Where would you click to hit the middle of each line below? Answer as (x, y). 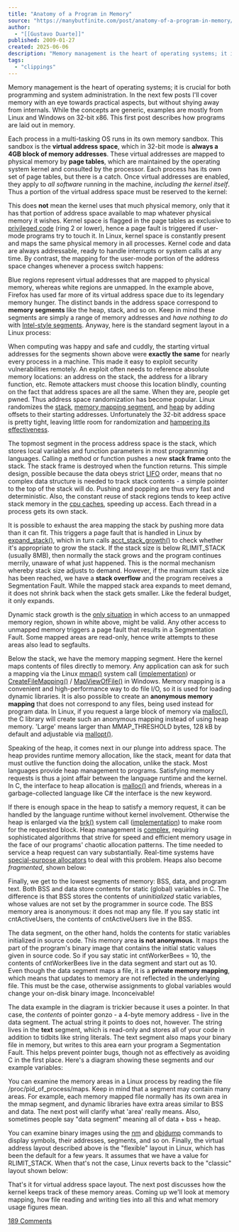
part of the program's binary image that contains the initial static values (112, 947)
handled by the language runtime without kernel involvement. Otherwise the (119, 814)
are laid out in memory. (41, 124)
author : (20, 27)
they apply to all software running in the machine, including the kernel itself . (119, 184)
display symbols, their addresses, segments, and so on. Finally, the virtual (116, 1140)
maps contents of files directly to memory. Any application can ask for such (118, 666)
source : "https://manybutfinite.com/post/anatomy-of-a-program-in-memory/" (122, 21)
